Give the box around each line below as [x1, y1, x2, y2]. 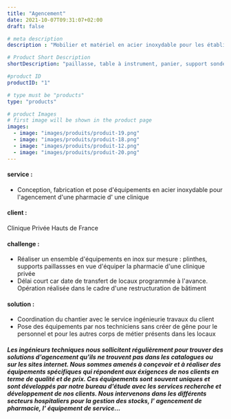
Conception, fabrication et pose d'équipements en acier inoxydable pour [16, 185, 223, 193]
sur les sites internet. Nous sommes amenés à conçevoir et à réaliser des [7, 360, 221, 368]
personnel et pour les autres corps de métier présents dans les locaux [16, 330, 217, 338]
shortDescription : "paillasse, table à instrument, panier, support [7, 61, 208, 67]
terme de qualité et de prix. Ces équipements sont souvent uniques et [7, 374, 210, 383]
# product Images [7, 111, 57, 118]
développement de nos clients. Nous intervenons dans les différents [7, 389, 207, 398]
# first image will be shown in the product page [7, 117, 153, 124]
